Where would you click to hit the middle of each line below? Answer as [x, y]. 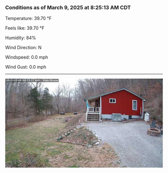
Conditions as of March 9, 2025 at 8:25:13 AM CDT [68, 8]
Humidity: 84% [21, 38]
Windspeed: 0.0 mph [27, 57]
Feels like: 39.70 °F [25, 28]
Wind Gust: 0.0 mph [26, 67]
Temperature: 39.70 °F [28, 19]
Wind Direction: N [23, 48]
